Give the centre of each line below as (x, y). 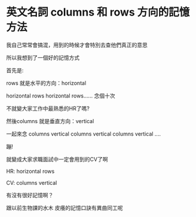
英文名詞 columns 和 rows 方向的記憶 (98, 12)
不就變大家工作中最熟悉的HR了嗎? (48, 108)
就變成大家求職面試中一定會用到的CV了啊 (57, 159)
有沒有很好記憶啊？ (30, 195)
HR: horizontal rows (30, 171)
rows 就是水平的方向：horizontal (46, 83)
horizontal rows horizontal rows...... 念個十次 (61, 96)
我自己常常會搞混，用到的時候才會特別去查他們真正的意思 (77, 45)
